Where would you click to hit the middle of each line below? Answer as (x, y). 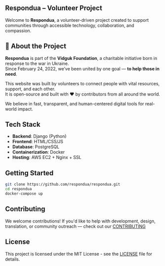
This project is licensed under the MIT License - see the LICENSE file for (79, 254)
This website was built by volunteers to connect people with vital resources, (82, 83)
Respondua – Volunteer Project (54, 8)
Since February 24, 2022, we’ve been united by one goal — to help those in (82, 68)
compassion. (18, 30)
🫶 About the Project (36, 46)
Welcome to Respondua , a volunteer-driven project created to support (77, 20)
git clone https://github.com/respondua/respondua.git (63, 185)
